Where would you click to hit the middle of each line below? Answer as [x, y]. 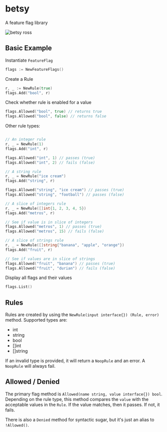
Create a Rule [19, 79]
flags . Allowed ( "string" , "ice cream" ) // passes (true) [65, 190]
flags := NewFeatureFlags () [35, 69]
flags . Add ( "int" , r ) [27, 149]
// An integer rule [26, 139]
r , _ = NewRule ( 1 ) [24, 144]
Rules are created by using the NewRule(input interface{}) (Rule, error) [82, 315]
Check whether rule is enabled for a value [48, 102]
